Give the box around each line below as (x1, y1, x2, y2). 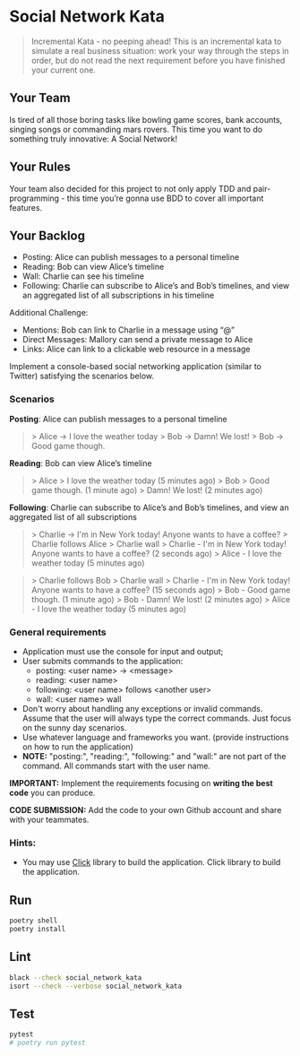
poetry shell (9, 916, 58, 925)
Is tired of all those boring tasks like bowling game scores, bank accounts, (9, 114, 283, 125)
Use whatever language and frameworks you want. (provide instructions (21, 731, 289, 742)
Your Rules (9, 160, 72, 175)
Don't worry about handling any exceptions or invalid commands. (21, 703, 263, 714)
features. (9, 202, 43, 212)
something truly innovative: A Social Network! (9, 133, 177, 144)
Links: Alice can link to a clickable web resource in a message (21, 343, 251, 355)
